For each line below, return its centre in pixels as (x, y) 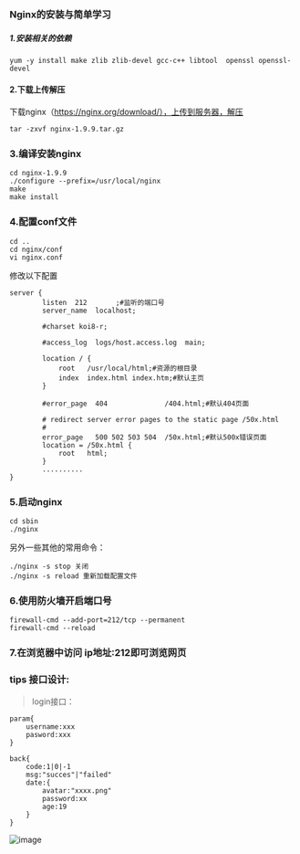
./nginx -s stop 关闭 (49, 566)
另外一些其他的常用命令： (57, 547)
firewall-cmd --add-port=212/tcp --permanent (97, 620)
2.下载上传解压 (37, 90)
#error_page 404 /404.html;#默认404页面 (145, 404)
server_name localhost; (89, 311)
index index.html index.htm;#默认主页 (131, 378)
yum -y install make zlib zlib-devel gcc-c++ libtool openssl (132, 60)
